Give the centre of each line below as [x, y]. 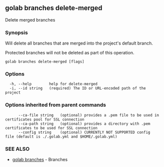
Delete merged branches [30, 20]
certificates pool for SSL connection [45, 119]
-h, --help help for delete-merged [54, 84]
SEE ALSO [17, 149]
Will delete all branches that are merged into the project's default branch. [79, 43]
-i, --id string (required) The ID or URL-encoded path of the [78, 88]
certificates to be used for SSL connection [51, 128]
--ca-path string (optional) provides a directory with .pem [84, 124]
